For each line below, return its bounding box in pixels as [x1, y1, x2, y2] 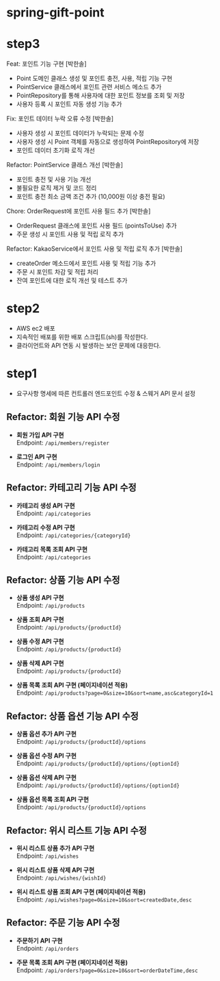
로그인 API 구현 [16, 452, 57, 460]
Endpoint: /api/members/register [16, 438, 110, 447]
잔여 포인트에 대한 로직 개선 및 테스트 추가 [16, 276, 128, 285]
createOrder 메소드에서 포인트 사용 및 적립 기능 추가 [16, 259, 156, 268]
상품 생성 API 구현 [16, 594, 64, 602]
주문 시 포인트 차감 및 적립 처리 [16, 268, 98, 276]
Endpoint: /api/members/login [16, 460, 100, 469]
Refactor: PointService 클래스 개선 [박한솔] [6, 161, 124, 169]
